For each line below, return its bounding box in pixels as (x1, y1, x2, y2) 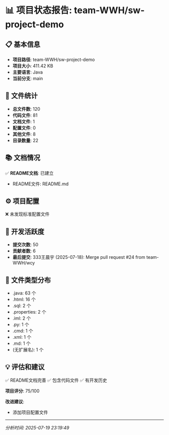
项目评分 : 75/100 (5, 388, 40, 394)
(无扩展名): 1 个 (12, 347, 44, 353)
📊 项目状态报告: (5, 5, 72, 16)
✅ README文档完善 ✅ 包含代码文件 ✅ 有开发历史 (5, 377, 107, 383)
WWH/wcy (12, 260, 35, 266)
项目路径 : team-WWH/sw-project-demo (12, 56, 95, 62)
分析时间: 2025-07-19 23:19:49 (5, 424, 69, 430)
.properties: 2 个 (12, 309, 47, 315)
